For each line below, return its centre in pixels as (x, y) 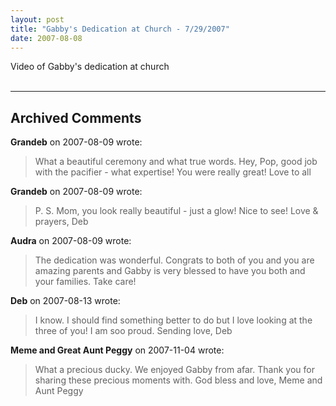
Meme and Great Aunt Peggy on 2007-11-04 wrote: (117, 350)
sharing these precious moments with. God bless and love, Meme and (178, 380)
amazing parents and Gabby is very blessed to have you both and (170, 271)
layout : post (37, 19)
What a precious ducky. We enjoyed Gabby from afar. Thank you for (174, 370)
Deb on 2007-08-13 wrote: (65, 301)
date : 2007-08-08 (46, 38)
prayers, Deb (61, 222)
